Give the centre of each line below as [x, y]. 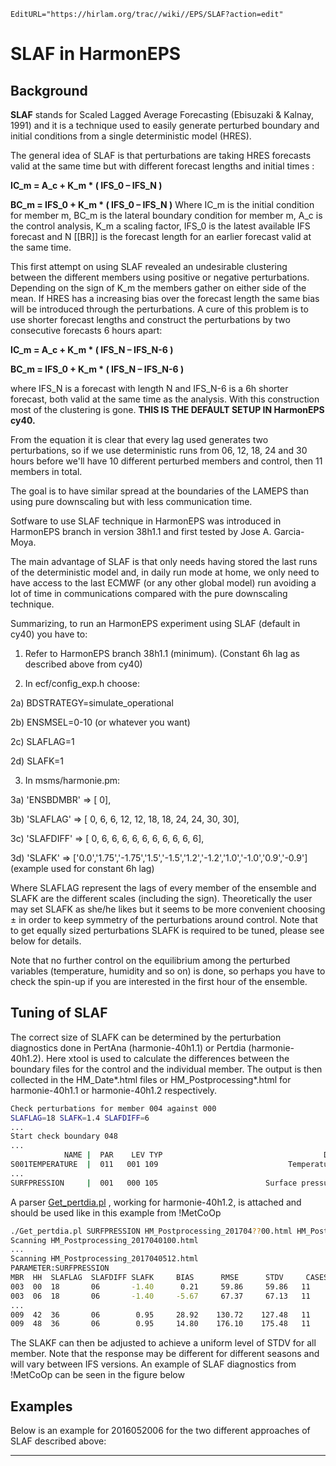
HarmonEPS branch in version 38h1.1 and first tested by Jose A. [141, 531]
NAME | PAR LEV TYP [113, 1155]
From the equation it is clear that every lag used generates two [139, 439]
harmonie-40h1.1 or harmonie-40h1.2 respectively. [114, 1090]
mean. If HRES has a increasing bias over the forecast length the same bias [165, 298]
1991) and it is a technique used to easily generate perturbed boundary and [165, 125]
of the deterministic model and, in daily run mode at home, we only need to [165, 572]
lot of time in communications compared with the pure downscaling [149, 593]
